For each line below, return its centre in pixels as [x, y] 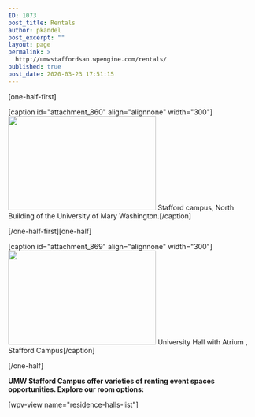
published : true [35, 67]
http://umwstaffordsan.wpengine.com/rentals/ [91, 60]
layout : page [30, 45]
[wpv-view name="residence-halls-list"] [74, 404]
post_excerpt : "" [37, 37]
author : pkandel [35, 30]
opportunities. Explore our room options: [76, 389]
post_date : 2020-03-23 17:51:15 [61, 74]
